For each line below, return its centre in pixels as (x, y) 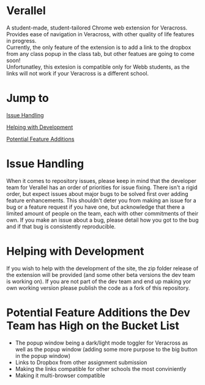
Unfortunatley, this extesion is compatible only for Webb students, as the (98, 67)
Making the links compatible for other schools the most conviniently (101, 368)
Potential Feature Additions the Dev (99, 312)
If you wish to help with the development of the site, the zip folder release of (102, 268)
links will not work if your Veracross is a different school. (77, 73)
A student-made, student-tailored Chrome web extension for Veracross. (97, 28)
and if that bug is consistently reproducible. (61, 226)
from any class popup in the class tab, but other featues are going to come (100, 53)
